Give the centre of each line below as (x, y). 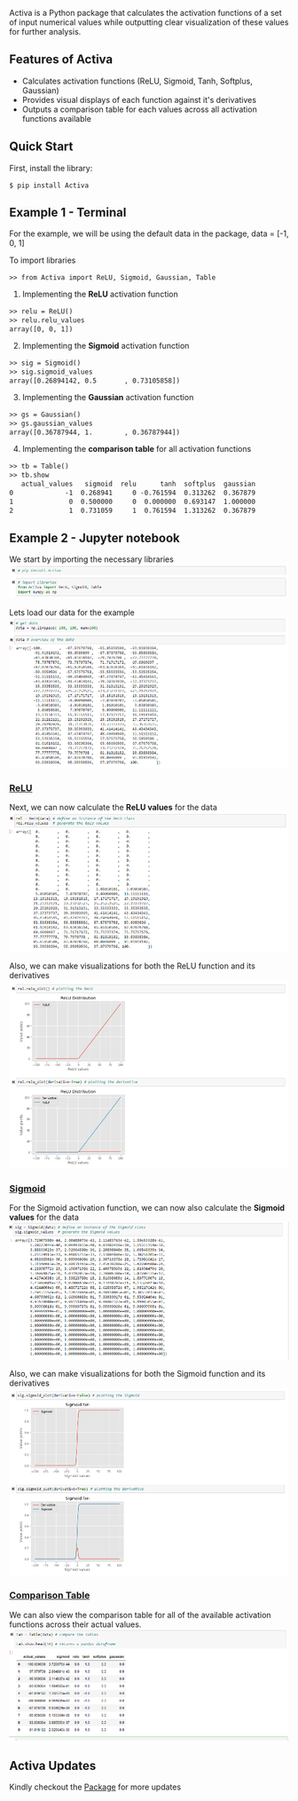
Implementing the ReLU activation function (100, 294)
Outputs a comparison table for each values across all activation (139, 109)
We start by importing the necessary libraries (92, 559)
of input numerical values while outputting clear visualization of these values (149, 22)
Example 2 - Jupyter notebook (94, 537)
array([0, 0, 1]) (41, 329)
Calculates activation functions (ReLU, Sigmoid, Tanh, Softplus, (137, 81)
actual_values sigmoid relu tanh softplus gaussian (138, 484)
